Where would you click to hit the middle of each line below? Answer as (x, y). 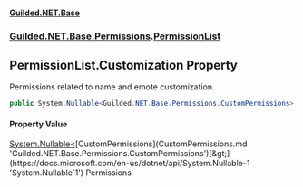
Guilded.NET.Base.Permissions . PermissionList (115, 36)
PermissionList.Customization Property (123, 65)
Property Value (39, 124)
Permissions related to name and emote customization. (112, 87)
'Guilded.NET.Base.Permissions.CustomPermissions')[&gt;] (120, 154)
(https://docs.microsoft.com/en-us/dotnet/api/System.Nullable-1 (130, 164)
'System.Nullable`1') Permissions (70, 173)
